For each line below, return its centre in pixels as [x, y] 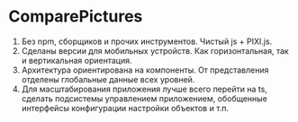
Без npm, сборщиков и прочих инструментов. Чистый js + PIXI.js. [147, 41]
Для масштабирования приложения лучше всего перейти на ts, [144, 89]
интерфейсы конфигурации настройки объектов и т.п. [125, 108]
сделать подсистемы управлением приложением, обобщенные [144, 98]
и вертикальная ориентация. [77, 60]
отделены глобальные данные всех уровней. [108, 79]
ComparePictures [76, 17]
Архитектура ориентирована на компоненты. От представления [145, 70]
